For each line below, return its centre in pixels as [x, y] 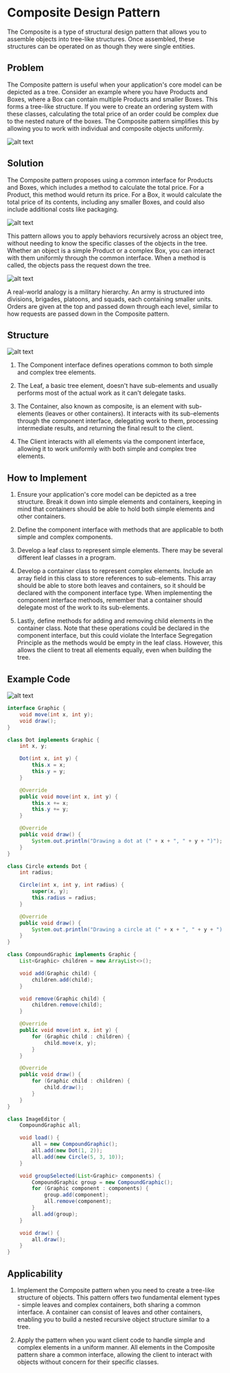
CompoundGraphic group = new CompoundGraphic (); [103, 1182]
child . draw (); [64, 1088]
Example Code [39, 679]
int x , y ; [34, 746]
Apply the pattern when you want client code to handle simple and [111, 1340]
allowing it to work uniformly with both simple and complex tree [107, 449]
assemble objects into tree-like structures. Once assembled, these [101, 39]
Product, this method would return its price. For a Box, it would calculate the [114, 195]
